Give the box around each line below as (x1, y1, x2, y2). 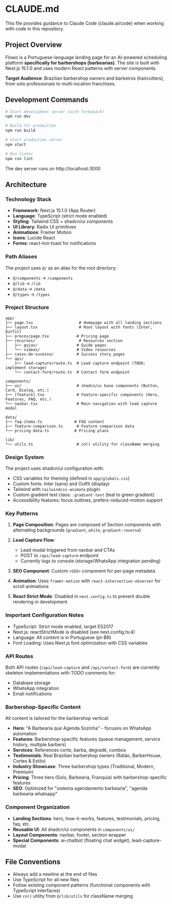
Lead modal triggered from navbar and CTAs (20, 547, 116, 553)
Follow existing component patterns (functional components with (12, 882, 150, 888)
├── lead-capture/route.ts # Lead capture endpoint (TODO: (14, 361, 146, 366)
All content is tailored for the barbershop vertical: (5, 715, 109, 721)
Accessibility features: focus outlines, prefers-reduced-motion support (12, 497, 163, 503)
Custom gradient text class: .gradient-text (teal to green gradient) (12, 492, 155, 498)
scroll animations (12, 583, 49, 590)
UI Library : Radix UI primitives (12, 224, 77, 230)
